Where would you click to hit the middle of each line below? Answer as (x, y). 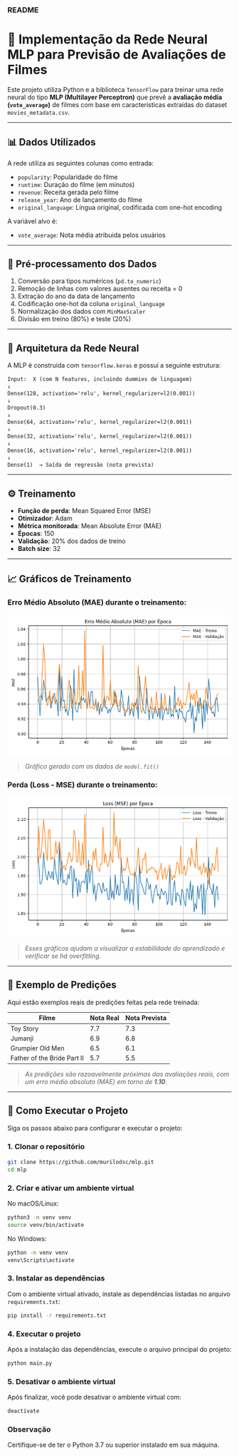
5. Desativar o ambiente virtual (62, 1381)
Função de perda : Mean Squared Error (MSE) (84, 511)
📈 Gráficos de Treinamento (69, 578)
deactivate (23, 1411)
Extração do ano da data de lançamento (76, 296)
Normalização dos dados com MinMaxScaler (81, 311)
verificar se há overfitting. (63, 956)
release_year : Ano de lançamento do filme (80, 199)
